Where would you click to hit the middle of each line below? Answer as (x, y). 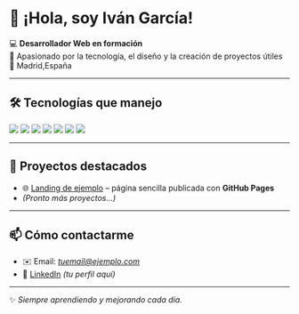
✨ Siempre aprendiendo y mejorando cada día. (96, 300)
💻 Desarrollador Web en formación (76, 43)
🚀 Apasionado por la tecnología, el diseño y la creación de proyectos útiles (146, 56)
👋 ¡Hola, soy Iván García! (101, 18)
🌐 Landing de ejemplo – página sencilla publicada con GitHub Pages (148, 188)
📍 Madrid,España (41, 65)
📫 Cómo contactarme (72, 235)
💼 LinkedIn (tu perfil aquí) (69, 274)
